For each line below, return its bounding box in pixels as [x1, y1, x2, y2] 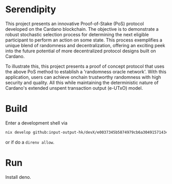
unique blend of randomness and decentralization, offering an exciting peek [5, 42, 165, 48]
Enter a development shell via [5, 119, 68, 126]
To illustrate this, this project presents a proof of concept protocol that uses [5, 63, 165, 69]
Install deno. [5, 174, 32, 180]
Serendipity [5, 4, 56, 15]
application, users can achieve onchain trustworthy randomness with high [5, 74, 161, 80]
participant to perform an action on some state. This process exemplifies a [5, 37, 163, 43]
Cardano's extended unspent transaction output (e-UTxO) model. [5, 85, 143, 91]
